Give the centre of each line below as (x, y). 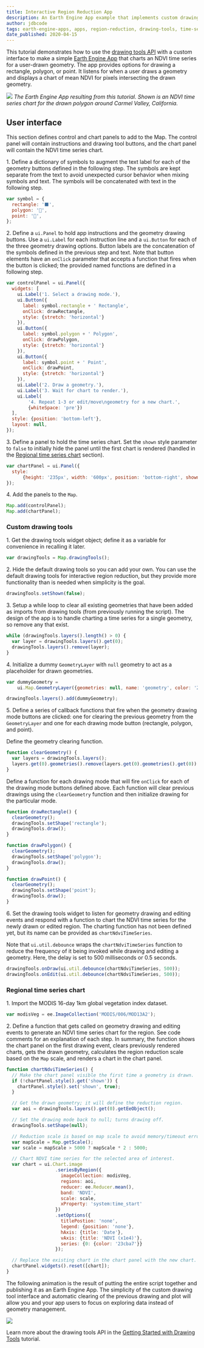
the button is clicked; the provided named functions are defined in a (91, 265)
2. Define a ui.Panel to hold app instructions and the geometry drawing (96, 233)
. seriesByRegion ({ (78, 1170)
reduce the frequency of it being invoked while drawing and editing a (93, 951)
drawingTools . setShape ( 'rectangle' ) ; (59, 823)
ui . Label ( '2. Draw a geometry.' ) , (61, 385)
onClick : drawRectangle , (54, 311)
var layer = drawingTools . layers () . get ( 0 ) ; (67, 642)
